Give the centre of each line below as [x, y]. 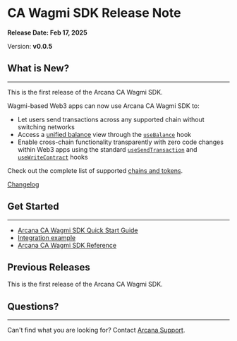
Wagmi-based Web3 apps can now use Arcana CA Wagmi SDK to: [103, 106]
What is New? [38, 68]
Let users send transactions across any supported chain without [111, 119]
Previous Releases [49, 267]
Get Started [33, 207]
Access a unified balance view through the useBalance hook [104, 134]
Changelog [23, 184]
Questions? [33, 306]
